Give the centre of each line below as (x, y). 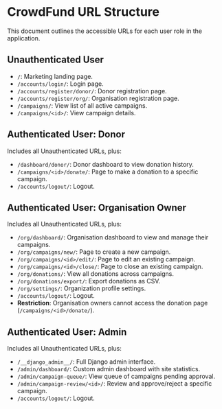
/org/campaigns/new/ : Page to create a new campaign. (94, 252)
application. (24, 38)
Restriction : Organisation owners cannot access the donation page (112, 303)
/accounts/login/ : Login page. (60, 84)
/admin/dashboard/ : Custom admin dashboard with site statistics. (109, 369)
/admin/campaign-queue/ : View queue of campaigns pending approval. (116, 376)
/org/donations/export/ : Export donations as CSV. (89, 281)
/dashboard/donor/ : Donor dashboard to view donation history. (106, 164)
